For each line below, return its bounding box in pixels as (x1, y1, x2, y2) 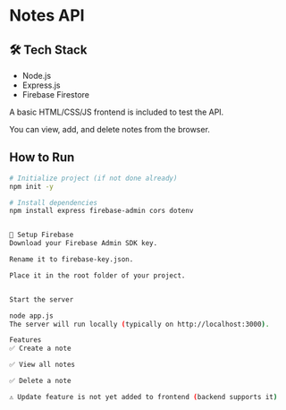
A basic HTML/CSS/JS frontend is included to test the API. (9, 107, 224, 117)
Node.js (21, 71, 52, 81)
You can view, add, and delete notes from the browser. (9, 124, 210, 134)
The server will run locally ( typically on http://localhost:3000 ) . (9, 320, 270, 329)
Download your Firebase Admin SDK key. (9, 239, 158, 248)
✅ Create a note (9, 344, 71, 354)
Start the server (9, 295, 74, 304)
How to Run (9, 149, 75, 166)
